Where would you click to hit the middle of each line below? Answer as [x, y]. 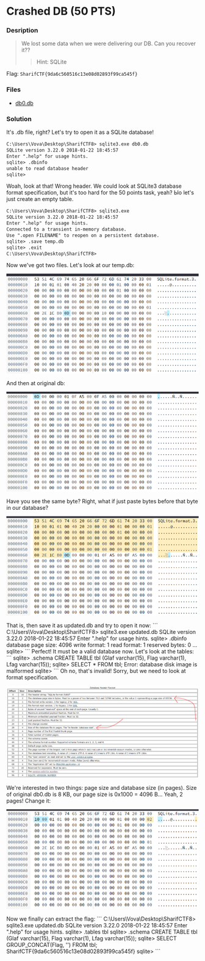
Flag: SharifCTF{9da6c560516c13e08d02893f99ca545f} [72, 74]
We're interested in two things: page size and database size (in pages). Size [102, 788]
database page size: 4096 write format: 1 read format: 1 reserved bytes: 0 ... [102, 645]
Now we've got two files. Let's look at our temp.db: [70, 265]
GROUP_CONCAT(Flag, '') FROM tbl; [52, 945]
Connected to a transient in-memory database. [67, 230]
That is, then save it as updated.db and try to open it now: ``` [82, 625]
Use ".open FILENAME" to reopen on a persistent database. [83, 236]
